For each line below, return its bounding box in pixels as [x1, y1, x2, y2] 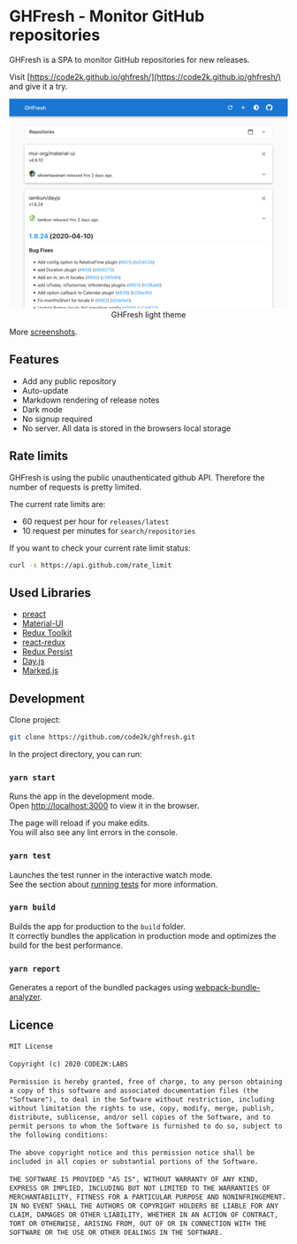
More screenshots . [9, 326, 78, 337]
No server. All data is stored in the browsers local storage [21, 423, 232, 434]
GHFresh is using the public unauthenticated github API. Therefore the [9, 472, 265, 482]
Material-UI [21, 618, 64, 629]
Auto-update [21, 385, 69, 395]
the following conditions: [9, 1131, 109, 1139]
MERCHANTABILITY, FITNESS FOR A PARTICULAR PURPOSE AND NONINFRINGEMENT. [9, 1193, 287, 1201]
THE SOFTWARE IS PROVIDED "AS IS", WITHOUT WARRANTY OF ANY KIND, [9, 1175, 259, 1184]
